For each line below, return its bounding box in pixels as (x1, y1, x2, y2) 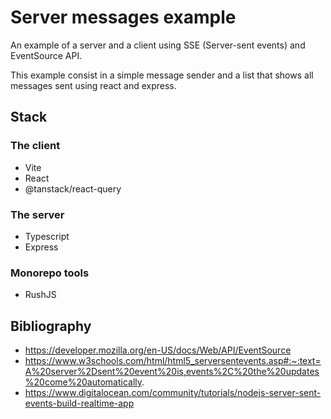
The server (10, 207, 65, 221)
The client (10, 139, 61, 153)
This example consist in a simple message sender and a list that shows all (10, 69, 314, 81)
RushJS (24, 289, 57, 301)
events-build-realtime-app (24, 397, 135, 410)
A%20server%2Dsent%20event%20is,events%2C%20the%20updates (24, 366, 320, 378)
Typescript (24, 230, 70, 242)
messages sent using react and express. (10, 79, 177, 91)
